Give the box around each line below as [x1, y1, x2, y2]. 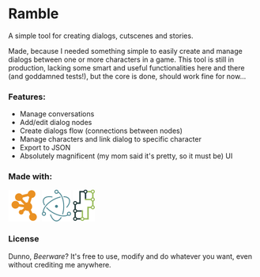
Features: [8, 91, 46, 102]
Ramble [8, 5, 59, 23]
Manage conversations [19, 109, 95, 119]
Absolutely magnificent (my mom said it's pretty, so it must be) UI [19, 151, 233, 161]
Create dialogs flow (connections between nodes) [19, 126, 183, 135]
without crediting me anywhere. [8, 260, 112, 269]
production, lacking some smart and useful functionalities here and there [8, 63, 245, 72]
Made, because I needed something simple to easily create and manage [8, 46, 243, 55]
